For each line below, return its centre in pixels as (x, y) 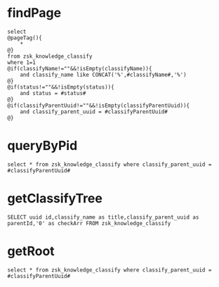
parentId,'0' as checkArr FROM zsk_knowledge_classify (89, 223)
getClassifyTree (55, 199)
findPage (34, 13)
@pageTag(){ (25, 38)
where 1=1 (22, 62)
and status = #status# (53, 93)
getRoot (31, 251)
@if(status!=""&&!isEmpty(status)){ (61, 87)
